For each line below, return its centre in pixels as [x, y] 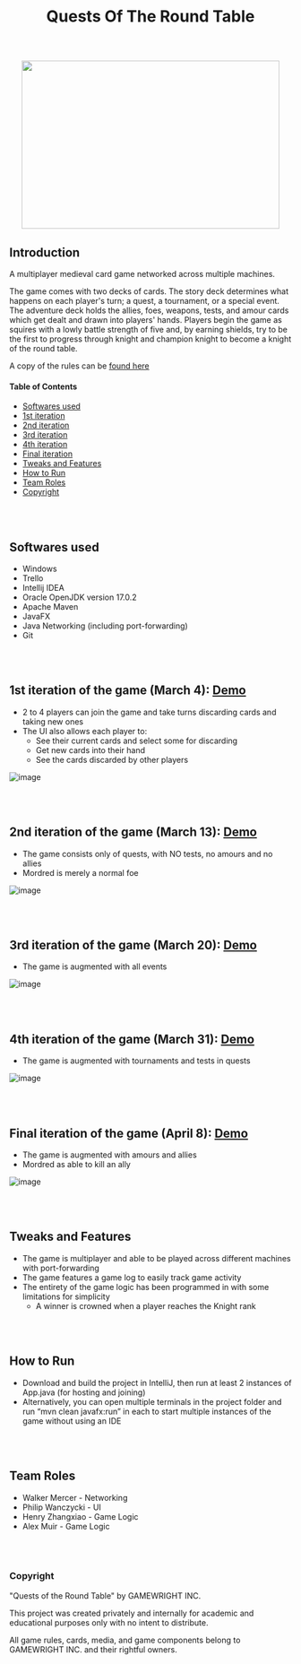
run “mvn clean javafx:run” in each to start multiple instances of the [146, 1411]
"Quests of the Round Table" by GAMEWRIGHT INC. [105, 1595]
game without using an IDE [72, 1421]
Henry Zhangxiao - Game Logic [80, 1516]
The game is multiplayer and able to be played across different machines [156, 1258]
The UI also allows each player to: [85, 731]
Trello [33, 578]
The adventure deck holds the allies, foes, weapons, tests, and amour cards [149, 310]
